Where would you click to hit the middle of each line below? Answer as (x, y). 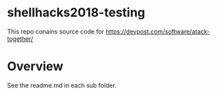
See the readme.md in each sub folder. (62, 85)
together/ (20, 38)
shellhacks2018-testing (76, 13)
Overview (35, 67)
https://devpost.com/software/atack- (158, 31)
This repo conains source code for (56, 31)
